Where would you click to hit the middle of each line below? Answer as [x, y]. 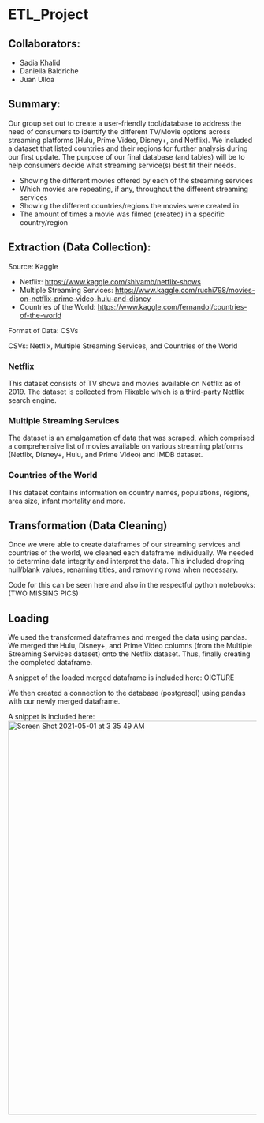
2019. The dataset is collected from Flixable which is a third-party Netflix [126, 392]
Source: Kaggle [33, 266]
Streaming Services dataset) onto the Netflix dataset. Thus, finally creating [129, 654]
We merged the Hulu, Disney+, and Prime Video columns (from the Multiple [130, 646]
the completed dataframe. [50, 663]
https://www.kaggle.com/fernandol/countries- [172, 306]
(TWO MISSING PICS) [43, 593]
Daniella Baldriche [49, 71]
